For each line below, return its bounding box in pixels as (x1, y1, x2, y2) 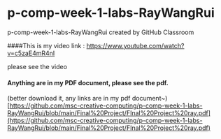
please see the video (7, 62, 68, 71)
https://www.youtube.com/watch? (86, 41, 185, 50)
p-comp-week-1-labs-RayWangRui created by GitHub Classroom (7, 28, 194, 36)
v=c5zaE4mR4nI (7, 49, 55, 57)
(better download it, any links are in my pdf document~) (7, 94, 168, 103)
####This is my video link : (7, 41, 85, 50)
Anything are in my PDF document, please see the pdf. (7, 78, 169, 87)
